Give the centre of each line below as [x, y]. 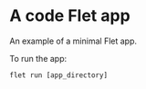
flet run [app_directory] [58, 75]
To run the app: [38, 58]
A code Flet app [70, 16]
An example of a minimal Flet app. [73, 41]
